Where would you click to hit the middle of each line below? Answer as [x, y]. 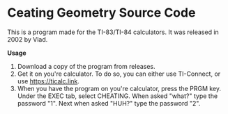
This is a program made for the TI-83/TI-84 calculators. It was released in [113, 32]
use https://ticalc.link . [48, 81]
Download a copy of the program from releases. [86, 66]
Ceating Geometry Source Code [101, 13]
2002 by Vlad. [28, 39]
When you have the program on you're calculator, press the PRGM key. [119, 88]
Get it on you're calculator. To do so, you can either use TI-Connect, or [119, 74]
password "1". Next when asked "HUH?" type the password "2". [109, 103]
